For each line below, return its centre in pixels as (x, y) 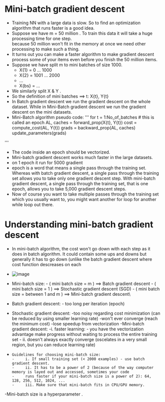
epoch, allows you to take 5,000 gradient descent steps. (69, 189)
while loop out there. (33, 204)
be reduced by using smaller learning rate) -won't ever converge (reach (85, 318)
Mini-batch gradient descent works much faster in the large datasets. (82, 157)
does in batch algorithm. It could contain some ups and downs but (79, 254)
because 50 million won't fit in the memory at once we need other (79, 43)
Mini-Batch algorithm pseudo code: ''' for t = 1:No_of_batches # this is (83, 117)
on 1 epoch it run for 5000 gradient (47, 162)
